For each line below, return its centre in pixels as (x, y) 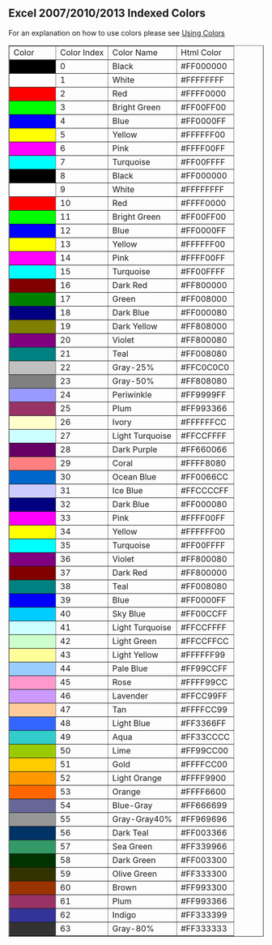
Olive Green (135, 874)
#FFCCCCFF (205, 490)
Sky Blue (129, 613)
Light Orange (137, 778)
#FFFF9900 (204, 778)
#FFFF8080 (204, 463)
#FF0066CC (205, 476)
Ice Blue (127, 490)
